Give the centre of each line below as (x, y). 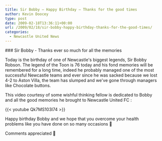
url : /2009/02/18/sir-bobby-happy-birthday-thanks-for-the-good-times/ (79, 28)
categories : (17, 32)
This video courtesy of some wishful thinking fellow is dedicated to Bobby (79, 94)
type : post (16, 18)
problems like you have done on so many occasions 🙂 (59, 124)
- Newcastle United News (34, 37)
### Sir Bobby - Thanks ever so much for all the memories (63, 50)
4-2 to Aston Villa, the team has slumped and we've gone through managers (81, 80)
